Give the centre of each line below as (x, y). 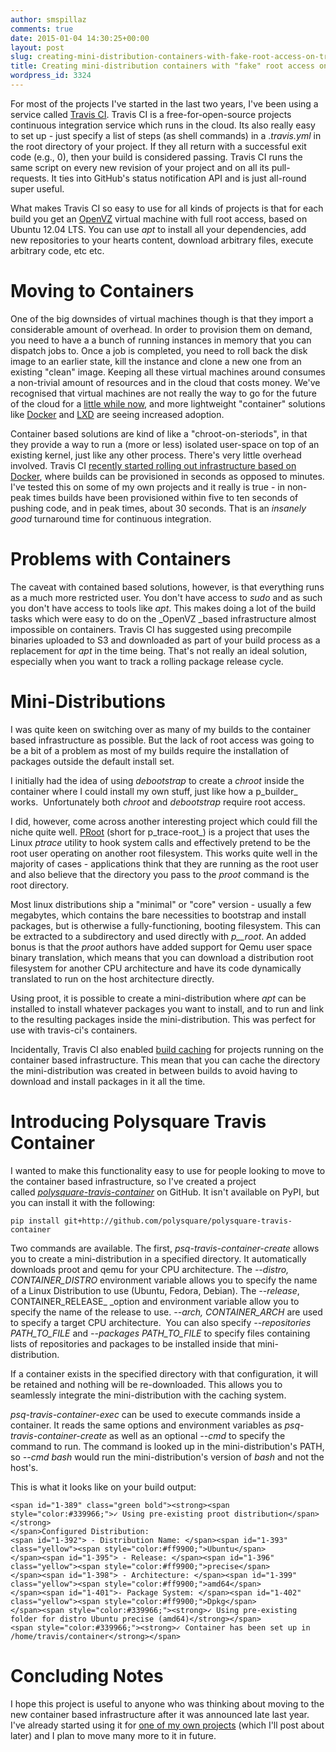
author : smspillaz (48, 19)
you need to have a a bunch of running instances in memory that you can (161, 340)
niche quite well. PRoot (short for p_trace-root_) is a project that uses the (160, 832)
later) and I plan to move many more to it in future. (113, 1735)
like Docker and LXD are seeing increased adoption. (117, 414)
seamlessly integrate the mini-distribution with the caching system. (148, 1395)
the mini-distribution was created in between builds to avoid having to (154, 1070)
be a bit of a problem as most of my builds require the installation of (150, 750)
